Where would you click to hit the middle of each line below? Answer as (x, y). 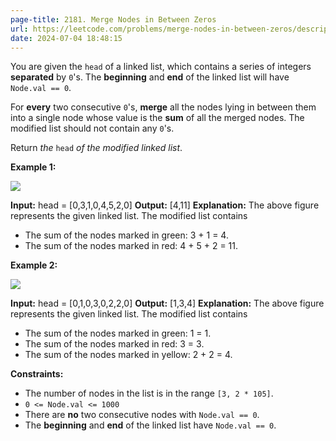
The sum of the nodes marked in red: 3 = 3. (114, 344)
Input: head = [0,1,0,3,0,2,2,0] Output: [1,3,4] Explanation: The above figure (167, 303)
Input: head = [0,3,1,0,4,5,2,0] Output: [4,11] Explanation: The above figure (165, 205)
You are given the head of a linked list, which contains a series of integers (161, 67)
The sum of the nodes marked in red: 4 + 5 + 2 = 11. (131, 246)
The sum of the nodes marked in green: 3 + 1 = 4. (126, 235)
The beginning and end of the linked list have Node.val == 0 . (150, 425)
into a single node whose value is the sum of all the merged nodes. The (157, 118)
